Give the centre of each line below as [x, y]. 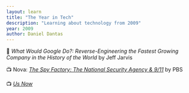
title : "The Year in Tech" [40, 17]
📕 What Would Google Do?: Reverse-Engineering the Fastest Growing [92, 51]
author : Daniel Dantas [35, 34]
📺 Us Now [20, 84]
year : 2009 [20, 28]
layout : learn [24, 12]
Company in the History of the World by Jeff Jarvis [70, 58]
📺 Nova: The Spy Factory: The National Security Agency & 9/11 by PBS [94, 70]
